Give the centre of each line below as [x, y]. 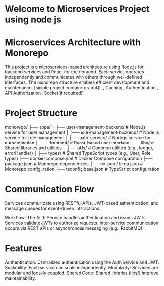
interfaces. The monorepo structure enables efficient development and [77, 82]
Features [24, 249]
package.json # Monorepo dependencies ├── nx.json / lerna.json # [74, 164]
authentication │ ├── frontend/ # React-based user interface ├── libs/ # [80, 143]
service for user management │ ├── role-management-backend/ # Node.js [82, 132]
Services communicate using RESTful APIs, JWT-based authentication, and [82, 203]
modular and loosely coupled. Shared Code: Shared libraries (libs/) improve [82, 273]
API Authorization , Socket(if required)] [44, 93]
